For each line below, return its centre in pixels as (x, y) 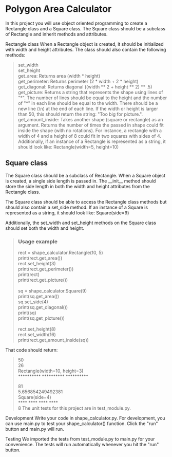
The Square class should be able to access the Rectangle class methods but (86, 202)
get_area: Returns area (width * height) (59, 76)
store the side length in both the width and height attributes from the (78, 186)
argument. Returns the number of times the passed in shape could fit (91, 125)
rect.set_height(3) (37, 264)
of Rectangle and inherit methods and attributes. (56, 34)
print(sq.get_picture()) (41, 318)
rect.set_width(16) (37, 335)
